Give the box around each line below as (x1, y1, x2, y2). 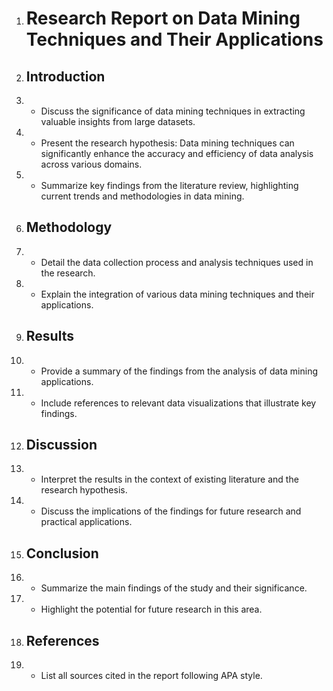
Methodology (25, 219, 113, 236)
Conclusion (25, 545, 99, 562)
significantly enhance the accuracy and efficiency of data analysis (40, 148, 314, 159)
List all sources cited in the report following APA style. (40, 670, 263, 682)
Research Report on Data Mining (25, 7, 301, 30)
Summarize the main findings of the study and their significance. (40, 582, 308, 594)
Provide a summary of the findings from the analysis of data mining (40, 365, 319, 377)
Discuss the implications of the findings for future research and (40, 505, 302, 517)
